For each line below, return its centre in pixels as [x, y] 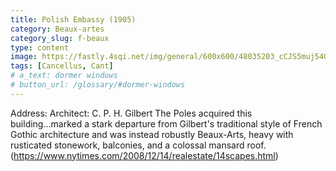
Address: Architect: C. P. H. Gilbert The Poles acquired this [131, 113]
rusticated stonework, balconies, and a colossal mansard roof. [138, 145]
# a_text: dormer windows [64, 76]
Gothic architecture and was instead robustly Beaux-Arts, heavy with [152, 134]
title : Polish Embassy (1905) [73, 19]
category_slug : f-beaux [60, 38]
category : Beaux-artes [57, 29]
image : [24, 57]
